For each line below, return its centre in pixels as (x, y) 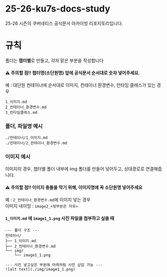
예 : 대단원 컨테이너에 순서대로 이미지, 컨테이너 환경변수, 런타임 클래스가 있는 (80, 85)
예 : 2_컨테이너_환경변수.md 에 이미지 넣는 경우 (48, 199)
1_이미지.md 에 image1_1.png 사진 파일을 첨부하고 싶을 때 (60, 218)
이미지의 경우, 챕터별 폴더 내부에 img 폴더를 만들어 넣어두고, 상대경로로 (75, 169)
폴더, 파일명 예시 (24, 126)
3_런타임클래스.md (21, 113)
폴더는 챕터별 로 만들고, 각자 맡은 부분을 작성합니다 (54, 60)
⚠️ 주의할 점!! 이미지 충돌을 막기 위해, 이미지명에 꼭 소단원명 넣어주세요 (74, 187)
